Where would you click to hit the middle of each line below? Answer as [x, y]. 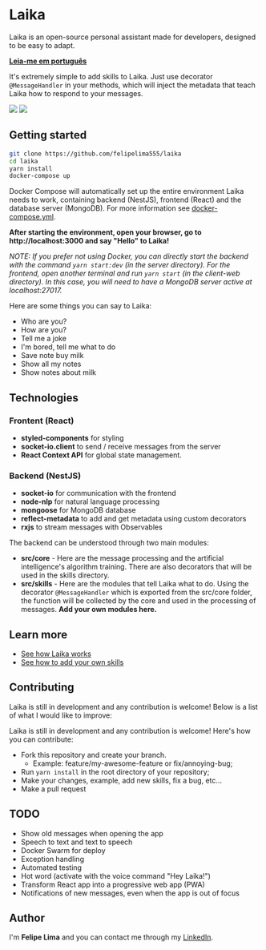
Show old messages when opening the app [92, 833]
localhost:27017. [36, 291]
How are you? [44, 330]
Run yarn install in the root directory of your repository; [115, 771]
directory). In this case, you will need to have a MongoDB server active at [131, 282]
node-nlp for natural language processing [90, 501]
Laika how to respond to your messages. [76, 93]
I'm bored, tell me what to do [68, 347]
